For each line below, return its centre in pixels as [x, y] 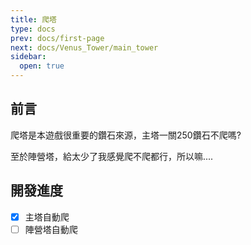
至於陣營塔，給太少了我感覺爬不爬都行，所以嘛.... [112, 156]
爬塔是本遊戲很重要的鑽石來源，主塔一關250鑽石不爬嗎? [126, 135]
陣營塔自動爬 [51, 229]
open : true [42, 66]
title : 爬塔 [33, 19]
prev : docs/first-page [57, 38]
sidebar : [28, 57]
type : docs [33, 29]
